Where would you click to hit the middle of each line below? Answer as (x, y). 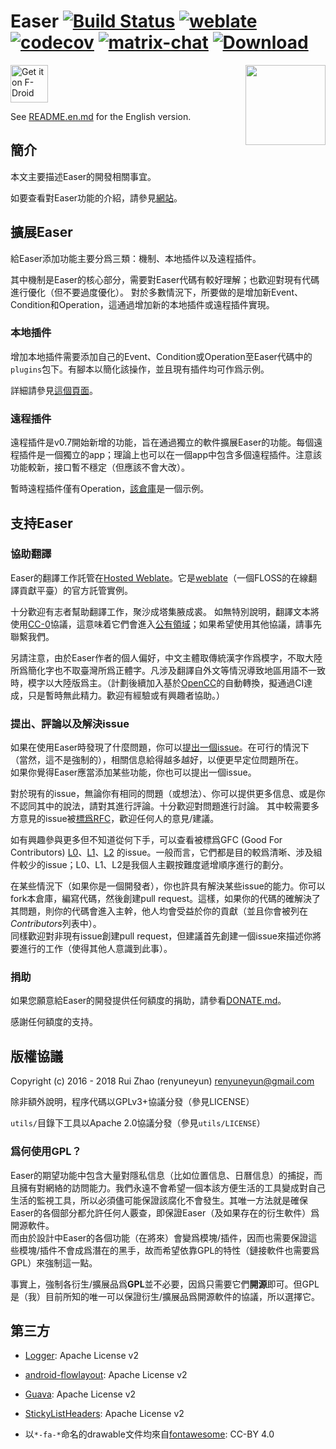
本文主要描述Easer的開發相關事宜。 (83, 176)
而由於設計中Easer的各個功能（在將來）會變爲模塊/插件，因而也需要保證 (159, 1237)
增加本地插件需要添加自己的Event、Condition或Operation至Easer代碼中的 (161, 356)
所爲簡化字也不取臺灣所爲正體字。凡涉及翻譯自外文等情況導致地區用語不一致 (168, 670)
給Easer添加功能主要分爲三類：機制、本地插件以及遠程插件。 (136, 258)
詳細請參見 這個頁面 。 (54, 390)
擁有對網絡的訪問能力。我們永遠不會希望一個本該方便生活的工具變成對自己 (172, 1187)
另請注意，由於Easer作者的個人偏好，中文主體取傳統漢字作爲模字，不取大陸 (166, 657)
